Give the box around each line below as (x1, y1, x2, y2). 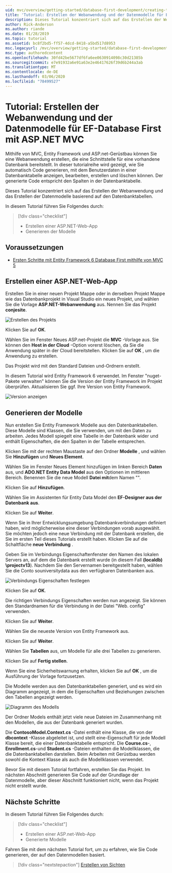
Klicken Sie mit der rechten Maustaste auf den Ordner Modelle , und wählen (5, 449, 166, 455)
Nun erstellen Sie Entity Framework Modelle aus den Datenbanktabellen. (5, 422, 158, 428)
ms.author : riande (5, 27, 45, 32)
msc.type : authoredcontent (5, 50, 63, 55)
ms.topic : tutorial (5, 36, 47, 41)
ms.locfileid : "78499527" (5, 79, 60, 84)
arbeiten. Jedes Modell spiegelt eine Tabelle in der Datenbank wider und (5, 433, 159, 439)
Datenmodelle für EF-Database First (5, 122, 161, 134)
